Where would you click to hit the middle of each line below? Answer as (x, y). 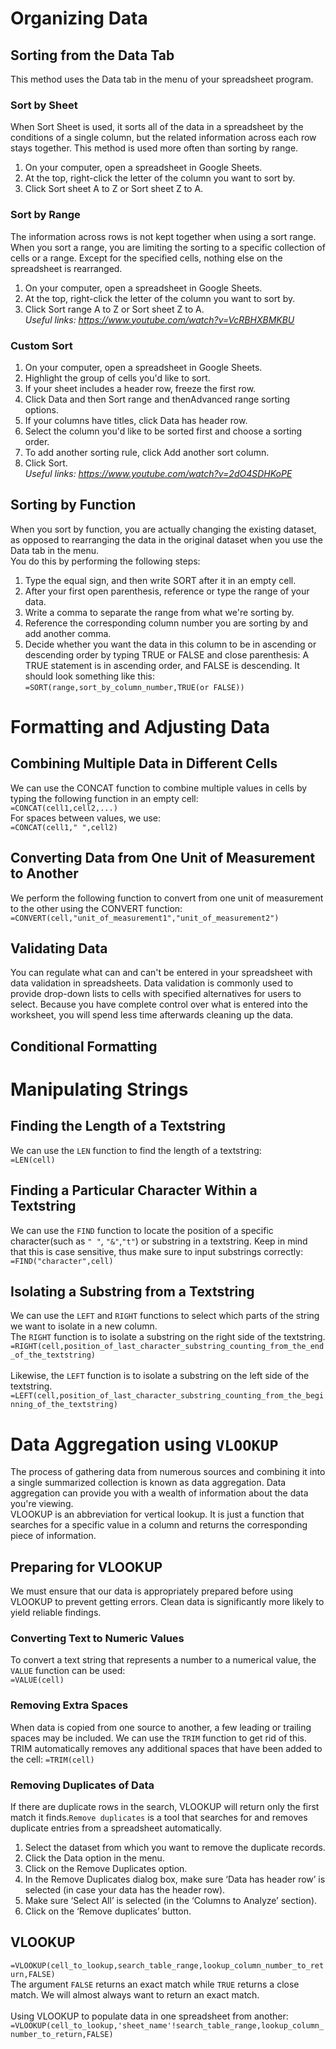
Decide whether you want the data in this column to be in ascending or (170, 644)
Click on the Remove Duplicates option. (106, 1868)
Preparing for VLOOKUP (86, 1567)
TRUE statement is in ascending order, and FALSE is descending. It (162, 665)
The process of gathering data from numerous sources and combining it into (168, 1472)
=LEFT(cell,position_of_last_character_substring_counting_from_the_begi (167, 1396)
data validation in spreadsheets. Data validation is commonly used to (152, 983)
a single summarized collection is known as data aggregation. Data (148, 1483)
